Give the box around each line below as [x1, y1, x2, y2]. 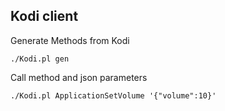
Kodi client [10, 8, 79, 25]
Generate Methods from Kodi [10, 34, 130, 46]
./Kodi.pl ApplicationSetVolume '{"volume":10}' [10, 90, 217, 101]
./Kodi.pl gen [10, 54, 70, 64]
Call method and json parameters [10, 71, 148, 83]
